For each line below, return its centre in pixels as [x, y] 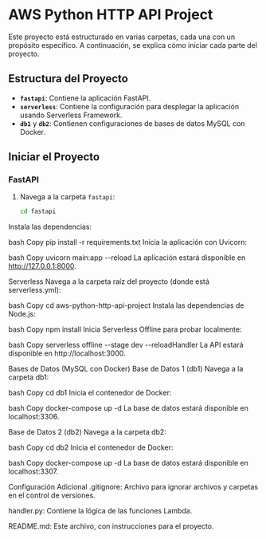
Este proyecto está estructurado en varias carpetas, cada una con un [122, 37]
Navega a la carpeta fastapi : [67, 197]
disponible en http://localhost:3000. [67, 353]
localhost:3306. [34, 417]
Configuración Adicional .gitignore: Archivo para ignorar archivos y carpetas [133, 487]
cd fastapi [38, 212]
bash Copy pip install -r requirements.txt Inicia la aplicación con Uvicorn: [127, 242]
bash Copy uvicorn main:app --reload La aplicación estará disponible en [127, 258]
